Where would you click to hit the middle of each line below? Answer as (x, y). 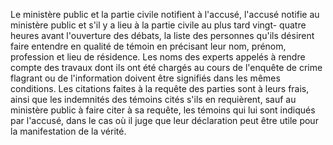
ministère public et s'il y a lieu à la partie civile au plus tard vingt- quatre (158, 25)
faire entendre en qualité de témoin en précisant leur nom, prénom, (148, 46)
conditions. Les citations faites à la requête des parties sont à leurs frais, (160, 88)
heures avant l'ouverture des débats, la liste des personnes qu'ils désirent (162, 35)
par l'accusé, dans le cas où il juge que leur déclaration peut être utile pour (164, 120)
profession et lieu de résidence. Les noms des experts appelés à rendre (158, 57)
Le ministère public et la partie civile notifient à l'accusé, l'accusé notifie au (165, 14)
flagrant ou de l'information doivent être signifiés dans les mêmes (145, 78)
